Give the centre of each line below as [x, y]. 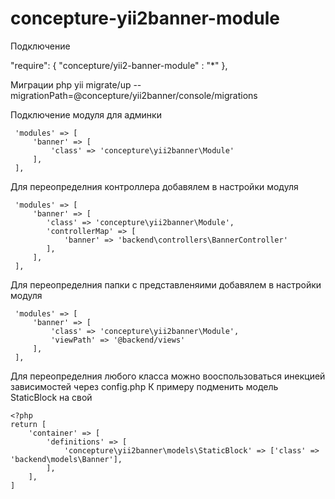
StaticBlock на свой [51, 397]
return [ [28, 424]
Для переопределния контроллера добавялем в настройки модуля [154, 186]
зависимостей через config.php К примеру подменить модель [144, 386]
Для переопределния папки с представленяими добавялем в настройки [166, 284]
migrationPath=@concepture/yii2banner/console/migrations [134, 95]
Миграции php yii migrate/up [71, 84]
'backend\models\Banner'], [66, 459]
